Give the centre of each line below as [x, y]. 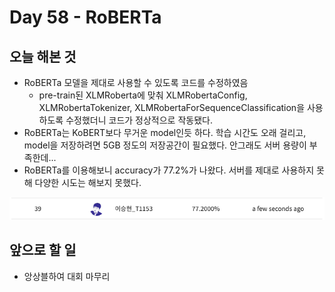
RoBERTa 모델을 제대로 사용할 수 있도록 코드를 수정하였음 [136, 82]
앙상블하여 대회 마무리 [67, 276]
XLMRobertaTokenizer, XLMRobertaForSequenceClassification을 [172, 107]
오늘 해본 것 [43, 56]
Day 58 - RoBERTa [85, 17]
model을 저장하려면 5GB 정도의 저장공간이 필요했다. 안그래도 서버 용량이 [165, 145]
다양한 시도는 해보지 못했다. [88, 182]
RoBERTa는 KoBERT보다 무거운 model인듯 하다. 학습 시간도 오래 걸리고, [165, 132]
